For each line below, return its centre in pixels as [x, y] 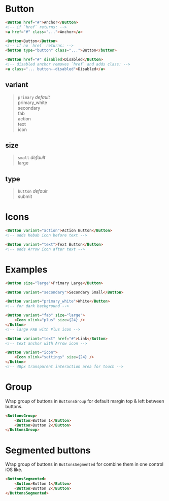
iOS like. [14, 470]
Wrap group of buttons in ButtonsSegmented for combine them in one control [84, 464]
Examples [26, 269]
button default [33, 191]
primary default [34, 97]
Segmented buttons [48, 450]
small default [31, 157]
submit [25, 196]
